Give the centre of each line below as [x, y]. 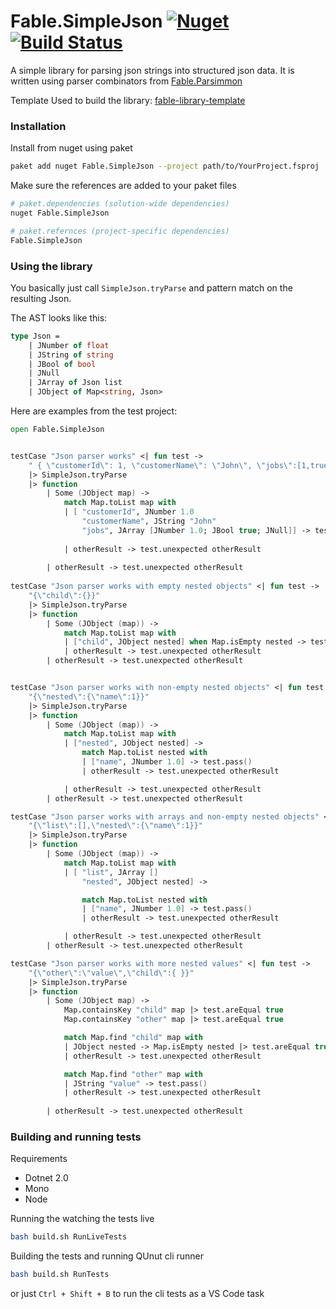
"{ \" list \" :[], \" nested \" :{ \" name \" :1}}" [115, 826]
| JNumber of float [69, 345]
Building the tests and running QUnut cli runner [107, 1256]
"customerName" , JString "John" [149, 521]
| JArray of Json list [75, 383]
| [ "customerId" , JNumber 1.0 [129, 512]
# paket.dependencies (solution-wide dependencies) [120, 204]
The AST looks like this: [59, 317]
